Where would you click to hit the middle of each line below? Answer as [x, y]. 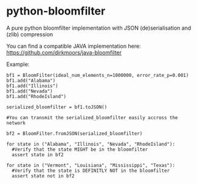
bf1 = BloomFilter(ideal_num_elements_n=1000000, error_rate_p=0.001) [98, 75]
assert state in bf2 [38, 155]
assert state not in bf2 [43, 176]
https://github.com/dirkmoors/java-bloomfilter [64, 52]
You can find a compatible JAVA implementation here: [74, 46]
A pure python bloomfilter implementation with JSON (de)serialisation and [99, 28]
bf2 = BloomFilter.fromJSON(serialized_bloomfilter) [74, 133]
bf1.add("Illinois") [33, 86]
